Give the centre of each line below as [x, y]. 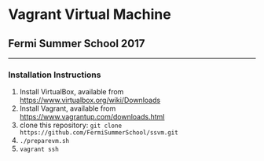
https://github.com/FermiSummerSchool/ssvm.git [99, 133]
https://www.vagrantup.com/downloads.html [92, 117]
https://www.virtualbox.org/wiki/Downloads [90, 101]
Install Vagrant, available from [68, 108]
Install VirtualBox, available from [71, 92]
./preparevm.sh [44, 141]
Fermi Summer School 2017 [77, 44]
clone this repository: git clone [71, 125]
